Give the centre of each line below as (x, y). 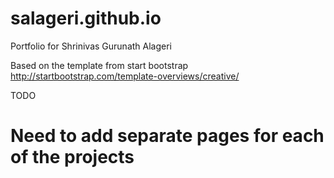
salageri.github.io (86, 18)
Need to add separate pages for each (167, 136)
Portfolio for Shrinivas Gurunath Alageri (91, 46)
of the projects (72, 157)
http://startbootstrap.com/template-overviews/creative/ (125, 76)
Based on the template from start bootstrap (99, 65)
